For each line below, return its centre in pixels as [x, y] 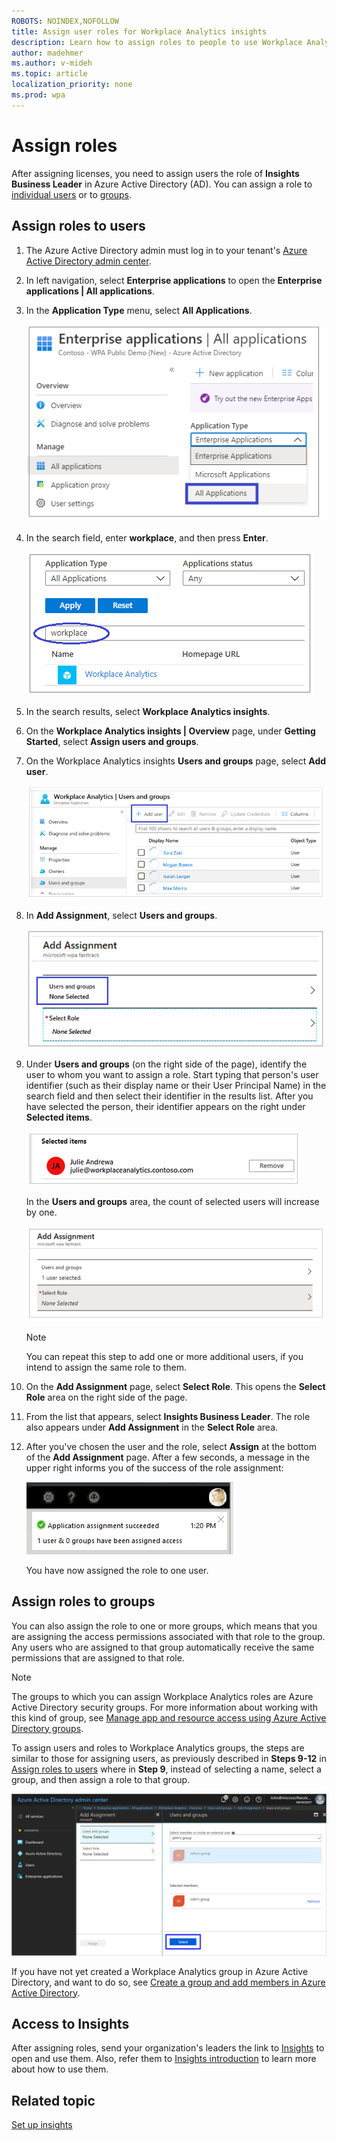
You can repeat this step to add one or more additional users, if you [164, 1356]
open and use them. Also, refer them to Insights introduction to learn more [164, 2059]
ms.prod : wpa [38, 95]
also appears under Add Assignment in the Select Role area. [152, 1427]
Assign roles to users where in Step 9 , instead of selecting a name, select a [166, 1769]
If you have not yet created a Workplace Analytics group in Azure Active [160, 1971]
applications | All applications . [90, 291]
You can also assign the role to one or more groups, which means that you [164, 1626]
